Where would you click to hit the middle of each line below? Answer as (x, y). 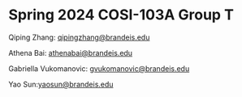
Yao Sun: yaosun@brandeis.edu (61, 84)
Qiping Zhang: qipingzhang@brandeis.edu (79, 37)
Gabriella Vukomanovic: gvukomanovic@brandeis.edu (99, 68)
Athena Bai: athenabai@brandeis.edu (70, 53)
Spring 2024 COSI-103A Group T (121, 15)
